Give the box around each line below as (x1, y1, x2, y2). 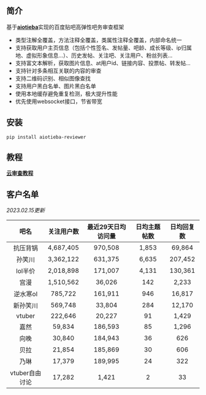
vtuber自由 (10, 369, 42, 377)
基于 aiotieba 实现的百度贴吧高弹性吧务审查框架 (6, 23, 124, 31)
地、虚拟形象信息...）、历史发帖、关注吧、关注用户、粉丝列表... (15, 52, 173, 59)
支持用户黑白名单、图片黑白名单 (15, 82, 96, 90)
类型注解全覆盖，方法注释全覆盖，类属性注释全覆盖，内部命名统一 (15, 36, 182, 44)
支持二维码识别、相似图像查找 (15, 74, 91, 82)
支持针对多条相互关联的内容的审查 (15, 67, 102, 74)
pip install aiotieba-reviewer (6, 134, 86, 140)
